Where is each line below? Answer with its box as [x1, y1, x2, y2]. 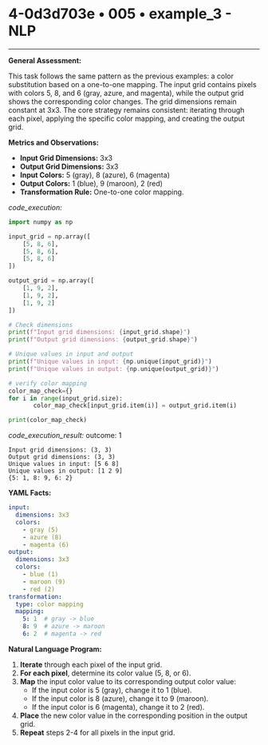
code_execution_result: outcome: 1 [8, 431, 122, 440]
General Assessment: [8, 55, 82, 65]
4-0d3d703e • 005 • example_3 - [8, 5, 232, 23]
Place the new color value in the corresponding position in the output [19, 711, 248, 720]
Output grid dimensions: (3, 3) [8, 453, 116, 461]
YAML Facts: [8, 488, 52, 498]
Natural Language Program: [8, 644, 102, 654]
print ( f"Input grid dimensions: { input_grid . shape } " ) [8, 329, 191, 337]
